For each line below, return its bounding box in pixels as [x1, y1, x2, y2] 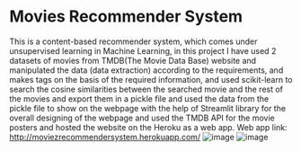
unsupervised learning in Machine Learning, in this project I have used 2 [9, 45, 277, 56]
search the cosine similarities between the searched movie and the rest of [9, 84, 284, 94]
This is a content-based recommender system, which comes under [9, 36, 258, 47]
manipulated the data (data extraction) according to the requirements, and [9, 65, 284, 75]
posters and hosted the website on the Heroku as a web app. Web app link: [9, 121, 288, 132]
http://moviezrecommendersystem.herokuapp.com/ [9, 131, 201, 142]
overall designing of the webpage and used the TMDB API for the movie [9, 112, 276, 123]
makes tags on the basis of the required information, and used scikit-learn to [9, 74, 293, 84]
